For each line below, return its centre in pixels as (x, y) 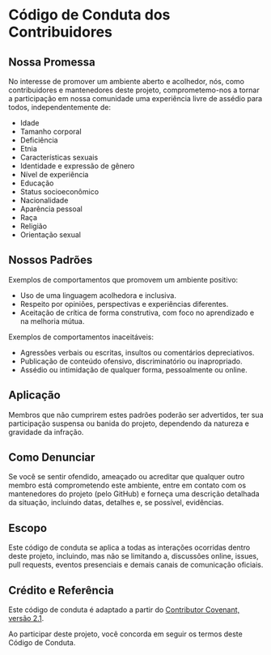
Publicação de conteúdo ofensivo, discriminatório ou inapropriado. (131, 361)
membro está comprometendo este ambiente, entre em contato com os (127, 485)
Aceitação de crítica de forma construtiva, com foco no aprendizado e (137, 313)
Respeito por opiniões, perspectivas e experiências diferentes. (124, 304)
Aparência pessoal (51, 209)
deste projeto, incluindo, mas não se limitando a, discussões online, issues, (133, 556)
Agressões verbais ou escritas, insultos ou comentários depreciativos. (137, 352)
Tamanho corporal (51, 132)
